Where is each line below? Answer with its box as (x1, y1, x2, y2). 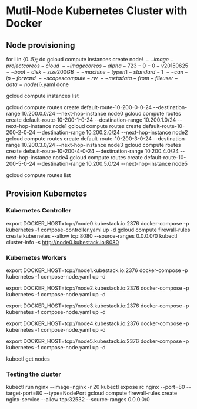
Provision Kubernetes (6, 189, 88, 199)
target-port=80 (6, 390, 43, 397)
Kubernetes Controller (6, 207, 72, 215)
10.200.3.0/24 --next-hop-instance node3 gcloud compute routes (21, 142, 181, 148)
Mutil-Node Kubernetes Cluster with (6, 4, 188, 18)
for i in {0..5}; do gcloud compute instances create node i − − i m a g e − (6, 56, 174, 63)
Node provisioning (6, 40, 75, 50)
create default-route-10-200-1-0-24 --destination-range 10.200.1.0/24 (6, 116, 176, 123)
